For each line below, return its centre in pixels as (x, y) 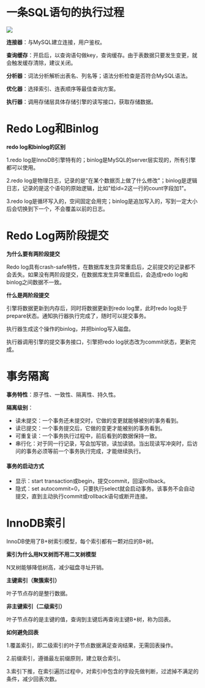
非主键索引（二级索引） (36, 606)
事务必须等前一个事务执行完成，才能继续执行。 (85, 451)
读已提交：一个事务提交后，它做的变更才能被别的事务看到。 (90, 428)
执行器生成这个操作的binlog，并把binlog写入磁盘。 (70, 328)
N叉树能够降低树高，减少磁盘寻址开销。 (57, 567)
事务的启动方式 (25, 466)
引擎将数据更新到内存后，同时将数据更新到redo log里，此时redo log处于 (97, 308)
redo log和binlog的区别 (36, 147)
